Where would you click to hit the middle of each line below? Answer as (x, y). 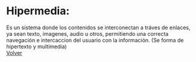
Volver (14, 52)
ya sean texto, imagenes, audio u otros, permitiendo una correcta (87, 33)
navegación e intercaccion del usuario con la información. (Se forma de (95, 40)
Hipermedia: (38, 11)
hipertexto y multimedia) (37, 46)
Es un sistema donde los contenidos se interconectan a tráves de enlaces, (98, 27)
